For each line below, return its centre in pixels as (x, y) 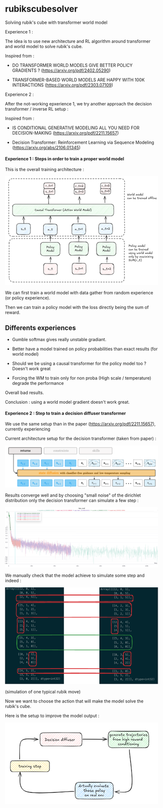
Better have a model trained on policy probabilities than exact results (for (85, 349)
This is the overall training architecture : (45, 170)
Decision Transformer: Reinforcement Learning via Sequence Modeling (83, 142)
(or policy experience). (28, 298)
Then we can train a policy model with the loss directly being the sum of (77, 308)
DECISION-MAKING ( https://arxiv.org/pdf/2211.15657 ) (65, 133)
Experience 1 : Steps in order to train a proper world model (65, 158)
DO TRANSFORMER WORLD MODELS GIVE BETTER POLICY (72, 65)
